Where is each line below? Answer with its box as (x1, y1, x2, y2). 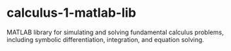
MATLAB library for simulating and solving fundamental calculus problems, (6, 28, 224, 36)
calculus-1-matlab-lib (6, 5, 137, 21)
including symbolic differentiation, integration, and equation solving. (6, 35, 204, 43)
